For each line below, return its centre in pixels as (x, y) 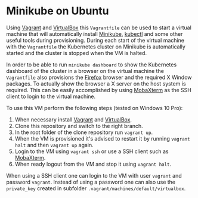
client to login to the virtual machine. (51, 96)
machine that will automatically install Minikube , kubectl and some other (95, 33)
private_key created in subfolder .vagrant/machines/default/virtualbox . (96, 188)
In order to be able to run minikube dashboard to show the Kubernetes (92, 65)
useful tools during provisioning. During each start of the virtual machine (95, 40)
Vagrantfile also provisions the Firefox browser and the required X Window (99, 77)
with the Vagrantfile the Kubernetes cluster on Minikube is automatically (96, 47)
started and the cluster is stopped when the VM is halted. (77, 53)
